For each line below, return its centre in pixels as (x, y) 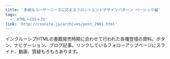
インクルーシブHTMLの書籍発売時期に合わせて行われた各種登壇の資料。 (81, 39)
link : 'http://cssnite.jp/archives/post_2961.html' (61, 24)
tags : (11, 15)
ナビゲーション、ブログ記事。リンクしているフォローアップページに (85, 45)
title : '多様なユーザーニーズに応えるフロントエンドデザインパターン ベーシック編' (83, 10)
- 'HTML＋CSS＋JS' (29, 19)
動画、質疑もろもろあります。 (50, 51)
